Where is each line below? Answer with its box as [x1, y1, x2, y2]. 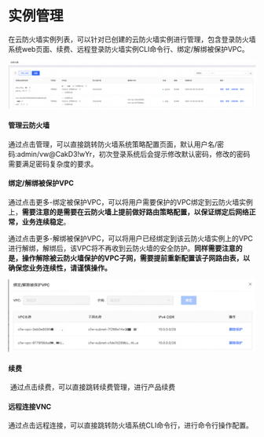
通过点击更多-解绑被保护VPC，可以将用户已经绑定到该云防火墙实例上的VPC [8, 233, 254, 243]
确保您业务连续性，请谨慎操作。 [8, 263, 112, 272]
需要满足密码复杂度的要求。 [8, 158, 98, 169]
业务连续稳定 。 [21, 217, 71, 226]
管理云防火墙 [8, 120, 49, 129]
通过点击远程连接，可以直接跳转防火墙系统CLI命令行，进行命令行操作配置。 [8, 421, 253, 430]
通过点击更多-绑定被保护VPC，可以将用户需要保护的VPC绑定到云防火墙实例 [8, 197, 254, 206]
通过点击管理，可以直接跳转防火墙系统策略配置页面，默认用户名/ [8, 139, 218, 149]
